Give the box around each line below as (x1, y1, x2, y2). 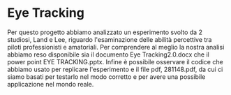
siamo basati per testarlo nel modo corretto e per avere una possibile (7, 72, 206, 81)
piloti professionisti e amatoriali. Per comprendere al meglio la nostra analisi (7, 43, 225, 51)
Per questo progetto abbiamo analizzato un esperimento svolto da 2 (7, 28, 202, 36)
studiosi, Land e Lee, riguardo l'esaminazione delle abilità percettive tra (7, 35, 212, 43)
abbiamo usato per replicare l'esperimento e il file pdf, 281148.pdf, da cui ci (7, 65, 223, 73)
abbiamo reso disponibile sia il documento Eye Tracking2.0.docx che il (7, 50, 209, 59)
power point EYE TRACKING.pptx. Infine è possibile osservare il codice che (7, 57, 223, 66)
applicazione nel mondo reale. (7, 80, 94, 88)
